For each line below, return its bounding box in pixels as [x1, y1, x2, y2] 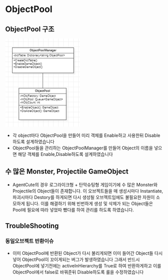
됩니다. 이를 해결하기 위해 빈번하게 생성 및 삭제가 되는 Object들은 [26, 200, 153, 207]
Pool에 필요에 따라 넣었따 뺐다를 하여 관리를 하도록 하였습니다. [12, 207, 134, 213]
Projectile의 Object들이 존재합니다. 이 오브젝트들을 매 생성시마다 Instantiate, [12, 188, 163, 194]
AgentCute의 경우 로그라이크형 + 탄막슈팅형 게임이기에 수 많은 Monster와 [12, 181, 158, 188]
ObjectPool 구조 [5, 25, 55, 33]
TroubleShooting [5, 222, 59, 230]
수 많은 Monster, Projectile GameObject [5, 167, 129, 176]
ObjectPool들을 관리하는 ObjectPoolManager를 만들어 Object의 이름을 [12, 145, 153, 151]
